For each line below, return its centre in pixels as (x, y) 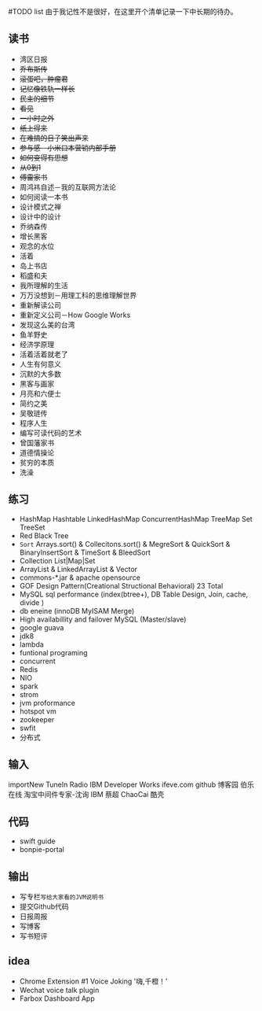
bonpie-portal (42, 850)
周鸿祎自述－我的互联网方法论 (67, 186)
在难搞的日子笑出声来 (54, 138)
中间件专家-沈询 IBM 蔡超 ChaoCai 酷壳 (101, 795)
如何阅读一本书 (44, 197)
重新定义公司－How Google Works (75, 315)
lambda (32, 644)
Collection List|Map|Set (57, 560)
